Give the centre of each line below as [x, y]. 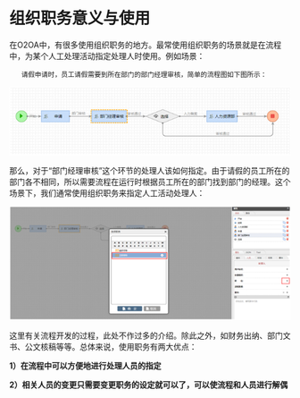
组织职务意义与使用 [80, 18]
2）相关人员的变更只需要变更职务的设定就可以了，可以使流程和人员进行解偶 [149, 385]
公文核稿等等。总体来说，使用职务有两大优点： [111, 347]
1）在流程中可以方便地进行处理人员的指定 [86, 366]
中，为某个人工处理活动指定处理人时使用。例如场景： [107, 55]
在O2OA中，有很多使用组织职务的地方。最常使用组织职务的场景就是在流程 [146, 45]
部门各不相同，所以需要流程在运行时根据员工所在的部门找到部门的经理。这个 [150, 182]
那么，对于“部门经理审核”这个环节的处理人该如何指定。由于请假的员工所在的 [150, 171]
